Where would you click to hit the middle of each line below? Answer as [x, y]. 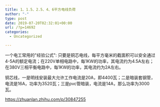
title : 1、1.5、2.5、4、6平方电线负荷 [40, 9]
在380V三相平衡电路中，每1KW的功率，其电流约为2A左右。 [64, 67]
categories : [17, 32]
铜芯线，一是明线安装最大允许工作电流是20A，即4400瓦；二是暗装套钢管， [80, 77]
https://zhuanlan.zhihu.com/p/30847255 [45, 99]
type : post [16, 18]
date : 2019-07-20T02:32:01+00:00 [39, 23]
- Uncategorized [26, 37]
